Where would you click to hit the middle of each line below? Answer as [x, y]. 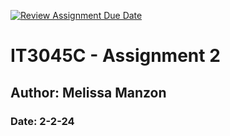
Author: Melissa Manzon [88, 92]
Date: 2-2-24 [42, 121]
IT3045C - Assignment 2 [115, 56]
